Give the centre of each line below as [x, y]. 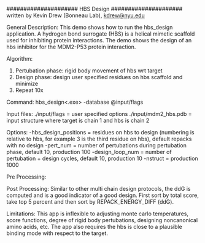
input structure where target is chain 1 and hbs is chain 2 [78, 120]
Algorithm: [19, 59]
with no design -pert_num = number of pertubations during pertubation [97, 145]
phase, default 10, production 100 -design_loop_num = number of [89, 152]
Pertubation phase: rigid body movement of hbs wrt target [89, 71]
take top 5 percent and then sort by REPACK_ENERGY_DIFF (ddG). [90, 202]
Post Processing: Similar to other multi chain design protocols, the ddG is [99, 189]
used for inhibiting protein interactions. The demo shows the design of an [99, 40]
